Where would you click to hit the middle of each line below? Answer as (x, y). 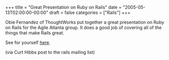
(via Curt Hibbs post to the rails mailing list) (50, 52)
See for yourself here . (28, 42)
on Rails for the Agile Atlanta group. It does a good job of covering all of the (83, 27)
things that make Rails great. (35, 33)
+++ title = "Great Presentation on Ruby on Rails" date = (64, 7)
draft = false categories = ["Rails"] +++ (90, 12)
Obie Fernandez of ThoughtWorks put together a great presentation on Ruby (85, 22)
